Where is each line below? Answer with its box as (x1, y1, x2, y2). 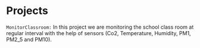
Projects (6, 4, 49, 18)
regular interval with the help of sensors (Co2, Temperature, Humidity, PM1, (6, 29, 192, 36)
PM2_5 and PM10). (6, 36, 52, 43)
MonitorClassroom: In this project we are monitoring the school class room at (6, 23, 194, 30)
